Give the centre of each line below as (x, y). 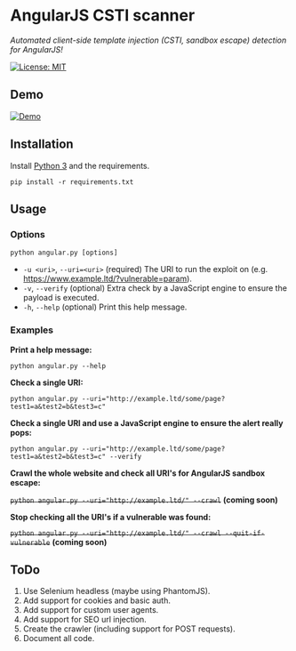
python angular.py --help (58, 366)
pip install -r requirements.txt (72, 182)
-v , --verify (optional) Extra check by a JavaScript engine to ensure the (155, 288)
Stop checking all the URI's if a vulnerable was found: (111, 517)
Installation (42, 145)
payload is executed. (61, 298)
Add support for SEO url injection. (85, 620)
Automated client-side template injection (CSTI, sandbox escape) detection (148, 40)
